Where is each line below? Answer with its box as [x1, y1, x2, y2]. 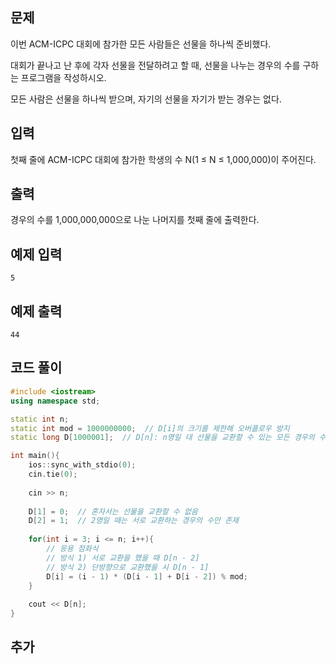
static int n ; [10, 414, 70, 424]
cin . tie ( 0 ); [28, 469, 78, 479]
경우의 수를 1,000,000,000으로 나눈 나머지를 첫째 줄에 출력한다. [10, 214, 260, 226]
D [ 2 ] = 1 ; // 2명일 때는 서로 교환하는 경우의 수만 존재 [28, 516, 240, 526]
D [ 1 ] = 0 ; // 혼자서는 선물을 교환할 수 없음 [28, 506, 198, 517]
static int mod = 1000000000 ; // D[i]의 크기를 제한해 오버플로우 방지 [10, 423, 290, 433]
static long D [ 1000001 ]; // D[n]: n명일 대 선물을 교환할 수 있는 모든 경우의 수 [10, 433, 327, 443]
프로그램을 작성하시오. [20, 71, 107, 83]
